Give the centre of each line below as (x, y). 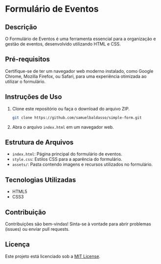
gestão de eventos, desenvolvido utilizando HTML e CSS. (63, 44)
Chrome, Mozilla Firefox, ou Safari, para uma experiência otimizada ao (76, 76)
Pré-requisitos (28, 59)
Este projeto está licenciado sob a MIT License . (53, 256)
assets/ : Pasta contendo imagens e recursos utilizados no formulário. (82, 164)
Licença (18, 245)
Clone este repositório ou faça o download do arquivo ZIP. (71, 109)
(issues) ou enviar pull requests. (37, 229)
